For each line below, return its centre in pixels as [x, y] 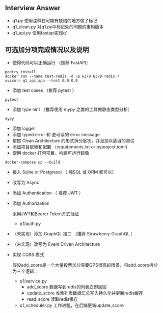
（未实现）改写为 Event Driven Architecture [56, 244]
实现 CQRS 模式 [28, 255]
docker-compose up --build [33, 162]
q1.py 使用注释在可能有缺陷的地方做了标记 [55, 20]
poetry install [21, 72]
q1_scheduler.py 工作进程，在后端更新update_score [72, 305]
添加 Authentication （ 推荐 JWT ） [48, 193]
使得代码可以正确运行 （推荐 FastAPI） [51, 62]
